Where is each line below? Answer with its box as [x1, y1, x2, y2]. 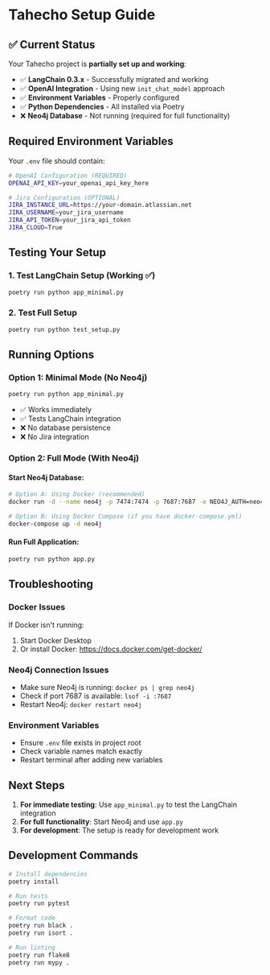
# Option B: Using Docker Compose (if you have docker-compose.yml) [8, 513, 243, 521]
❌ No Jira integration [19, 432, 90, 442]
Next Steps [8, 779, 65, 792]
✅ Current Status [8, 38, 96, 52]
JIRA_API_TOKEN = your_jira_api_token [8, 216, 131, 225]
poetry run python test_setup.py [8, 325, 121, 333]
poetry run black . [8, 922, 74, 930]
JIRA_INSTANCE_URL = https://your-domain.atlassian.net [8, 201, 193, 209]
